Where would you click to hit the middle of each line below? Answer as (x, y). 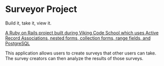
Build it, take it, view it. (28, 23)
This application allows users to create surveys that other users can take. (81, 53)
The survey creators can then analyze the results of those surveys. (74, 58)
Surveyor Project (41, 9)
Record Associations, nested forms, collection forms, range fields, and (78, 38)
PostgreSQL (18, 43)
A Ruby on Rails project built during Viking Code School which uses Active (82, 32)
